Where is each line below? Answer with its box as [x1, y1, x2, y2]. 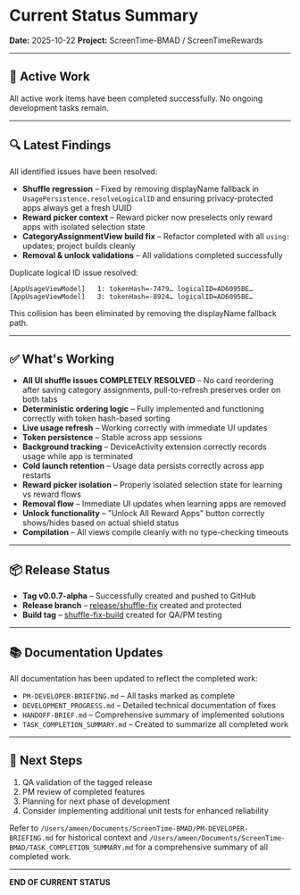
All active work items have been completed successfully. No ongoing [9, 93, 263, 104]
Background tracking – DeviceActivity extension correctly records [21, 441, 267, 452]
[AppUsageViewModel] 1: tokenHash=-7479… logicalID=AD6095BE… [9, 284, 254, 293]
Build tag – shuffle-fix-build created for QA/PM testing [21, 609, 223, 621]
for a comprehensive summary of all [135, 841, 269, 852]
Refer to [9, 823, 38, 833]
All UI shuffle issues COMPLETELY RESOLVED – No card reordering [21, 375, 274, 386]
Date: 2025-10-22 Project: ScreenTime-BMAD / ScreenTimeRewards [9, 35, 263, 46]
